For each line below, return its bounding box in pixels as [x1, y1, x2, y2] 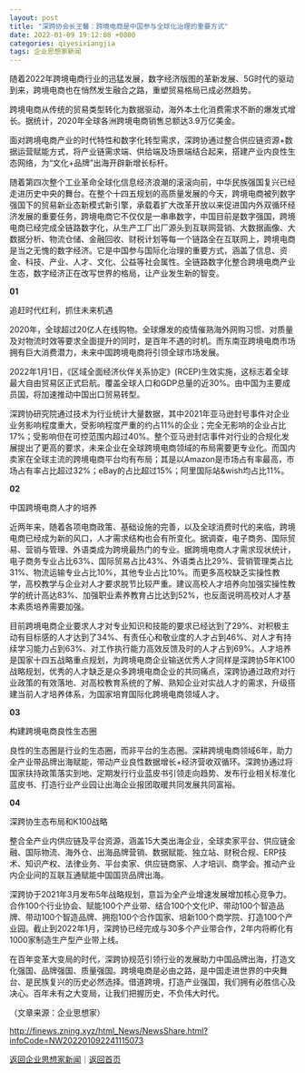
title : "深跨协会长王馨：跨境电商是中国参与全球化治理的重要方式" [9, 22, 229, 31]
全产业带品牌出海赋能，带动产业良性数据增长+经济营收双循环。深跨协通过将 [9, 756, 293, 767]
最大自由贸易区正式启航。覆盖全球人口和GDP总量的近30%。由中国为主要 [9, 378, 283, 389]
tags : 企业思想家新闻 [9, 47, 82, 56]
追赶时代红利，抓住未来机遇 [9, 305, 113, 316]
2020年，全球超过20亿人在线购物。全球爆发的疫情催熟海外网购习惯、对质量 [9, 324, 294, 335]
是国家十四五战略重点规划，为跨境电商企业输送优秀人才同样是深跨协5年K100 [9, 654, 296, 665]
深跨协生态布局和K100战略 [9, 816, 108, 827]
